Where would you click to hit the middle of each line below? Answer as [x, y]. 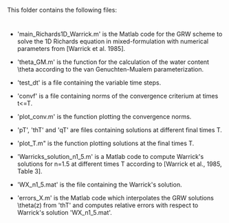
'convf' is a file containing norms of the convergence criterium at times [118, 96]
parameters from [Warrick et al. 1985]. [71, 49]
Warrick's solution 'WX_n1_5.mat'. [64, 213]
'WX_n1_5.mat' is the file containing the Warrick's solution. [99, 184]
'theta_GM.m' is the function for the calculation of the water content [113, 62]
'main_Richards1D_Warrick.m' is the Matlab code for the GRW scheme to [120, 34]
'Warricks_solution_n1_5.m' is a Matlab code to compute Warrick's [110, 157]
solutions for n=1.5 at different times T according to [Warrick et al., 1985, [119, 164]
